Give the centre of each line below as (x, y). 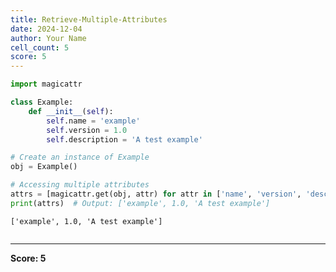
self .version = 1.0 (87, 130)
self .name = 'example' (93, 121)
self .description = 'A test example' (124, 139)
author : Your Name (48, 38)
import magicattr (46, 84)
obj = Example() (44, 167)
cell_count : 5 (40, 47)
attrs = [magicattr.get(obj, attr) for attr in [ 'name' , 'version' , (156, 194)
